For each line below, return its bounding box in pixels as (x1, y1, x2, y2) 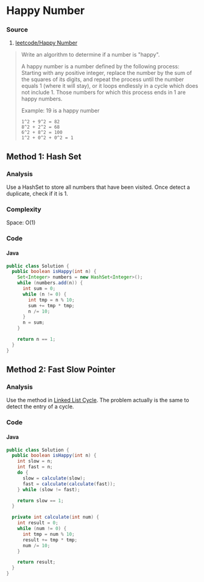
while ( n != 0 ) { (22, 291, 67, 297)
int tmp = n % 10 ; (28, 297, 75, 303)
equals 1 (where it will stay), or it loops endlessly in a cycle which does (21, 82, 199, 90)
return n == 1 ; (17, 336, 56, 342)
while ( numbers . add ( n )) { (17, 280, 83, 286)
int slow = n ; (17, 458, 53, 464)
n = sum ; (22, 319, 45, 326)
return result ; (17, 559, 56, 566)
